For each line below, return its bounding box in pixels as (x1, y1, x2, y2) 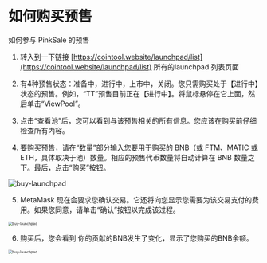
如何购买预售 (8, 7, 93, 26)
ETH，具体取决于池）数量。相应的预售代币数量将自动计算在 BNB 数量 (19, 152, 249, 162)
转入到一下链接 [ (19, 52, 74, 61)
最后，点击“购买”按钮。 (33, 163, 111, 172)
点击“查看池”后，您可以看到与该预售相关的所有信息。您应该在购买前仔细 (19, 116, 257, 125)
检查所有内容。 (19, 125, 69, 135)
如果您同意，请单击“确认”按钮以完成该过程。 (33, 205, 181, 214)
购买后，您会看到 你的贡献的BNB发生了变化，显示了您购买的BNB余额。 (19, 233, 253, 243)
